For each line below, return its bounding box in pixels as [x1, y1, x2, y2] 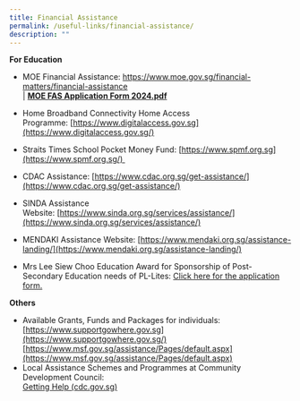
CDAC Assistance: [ [21, 171, 96, 182]
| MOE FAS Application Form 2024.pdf [21, 90, 167, 101]
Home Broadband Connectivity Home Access [21, 108, 191, 119]
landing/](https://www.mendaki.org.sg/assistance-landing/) [21, 243, 242, 255]
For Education [9, 55, 63, 65]
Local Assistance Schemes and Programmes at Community [21, 363, 242, 373]
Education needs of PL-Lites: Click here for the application [64, 270, 280, 282]
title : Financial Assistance [9, 13, 118, 22]
